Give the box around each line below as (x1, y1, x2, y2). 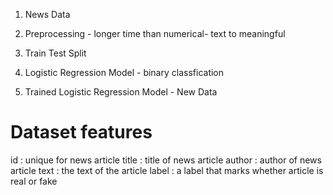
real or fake (10, 175, 58, 187)
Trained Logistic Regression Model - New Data (24, 86, 218, 98)
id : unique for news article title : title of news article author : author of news (10, 154, 322, 166)
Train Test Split (24, 47, 87, 59)
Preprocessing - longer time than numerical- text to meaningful (24, 28, 286, 39)
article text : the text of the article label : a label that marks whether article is (10, 164, 324, 176)
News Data (24, 9, 71, 20)
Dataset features (10, 121, 153, 144)
